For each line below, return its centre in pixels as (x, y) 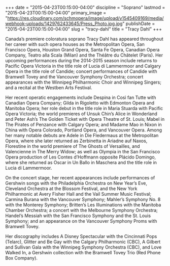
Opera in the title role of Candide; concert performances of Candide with (81, 71)
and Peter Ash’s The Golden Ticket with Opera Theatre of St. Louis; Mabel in (85, 119)
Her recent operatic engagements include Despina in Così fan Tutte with (81, 97)
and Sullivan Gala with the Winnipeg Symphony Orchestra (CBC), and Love (83, 247)
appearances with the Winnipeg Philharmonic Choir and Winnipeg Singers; (83, 82)
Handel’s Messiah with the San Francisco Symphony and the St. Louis (78, 216)
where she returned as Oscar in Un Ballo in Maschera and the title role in (81, 162)
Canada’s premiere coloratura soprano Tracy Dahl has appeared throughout (84, 39)
